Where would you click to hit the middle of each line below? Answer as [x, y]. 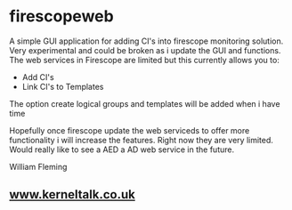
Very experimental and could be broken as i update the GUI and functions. [145, 50]
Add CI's [38, 77]
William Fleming [38, 166]
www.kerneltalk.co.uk [72, 194]
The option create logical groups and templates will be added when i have [145, 103]
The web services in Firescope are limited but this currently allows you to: [145, 60]
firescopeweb [61, 16]
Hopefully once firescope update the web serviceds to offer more [130, 130]
